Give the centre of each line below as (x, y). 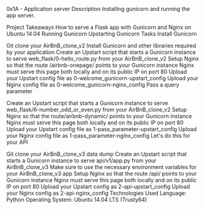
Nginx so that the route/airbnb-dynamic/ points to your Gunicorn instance (99, 116)
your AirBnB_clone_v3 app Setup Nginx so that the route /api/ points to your (102, 173)
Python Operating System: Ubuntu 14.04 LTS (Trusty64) (77, 199)
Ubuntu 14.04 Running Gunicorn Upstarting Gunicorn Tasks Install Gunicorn (102, 34)
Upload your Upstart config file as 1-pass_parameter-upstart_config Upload (102, 129)
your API (17, 142)
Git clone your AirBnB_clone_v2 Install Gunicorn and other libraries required (101, 46)
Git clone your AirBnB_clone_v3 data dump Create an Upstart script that (97, 154)
